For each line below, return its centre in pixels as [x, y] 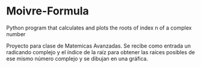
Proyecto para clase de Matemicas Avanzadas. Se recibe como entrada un [99, 46]
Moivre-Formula [48, 11]
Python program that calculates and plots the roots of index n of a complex [99, 28]
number [16, 34]
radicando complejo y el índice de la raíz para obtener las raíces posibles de [101, 52]
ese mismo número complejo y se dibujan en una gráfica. [77, 58]
